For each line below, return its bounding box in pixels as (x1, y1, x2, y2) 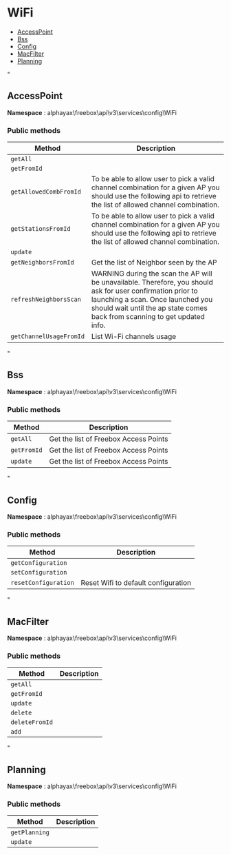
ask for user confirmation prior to (91, 286, 198, 296)
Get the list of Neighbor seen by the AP (91, 258, 217, 267)
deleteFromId (10, 719, 54, 726)
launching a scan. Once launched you (91, 295, 213, 305)
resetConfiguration (10, 579, 74, 587)
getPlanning (10, 829, 50, 836)
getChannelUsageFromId (10, 333, 85, 340)
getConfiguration (10, 559, 67, 567)
